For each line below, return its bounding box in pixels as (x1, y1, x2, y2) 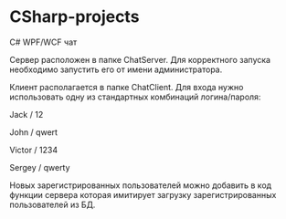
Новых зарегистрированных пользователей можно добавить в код (9, 180, 272, 191)
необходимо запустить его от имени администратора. (9, 64, 223, 75)
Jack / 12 (9, 109, 44, 120)
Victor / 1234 (9, 144, 58, 155)
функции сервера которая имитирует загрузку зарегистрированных (9, 189, 277, 200)
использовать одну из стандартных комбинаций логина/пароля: (9, 91, 261, 102)
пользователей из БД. (9, 199, 96, 210)
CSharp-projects (9, 6, 140, 27)
